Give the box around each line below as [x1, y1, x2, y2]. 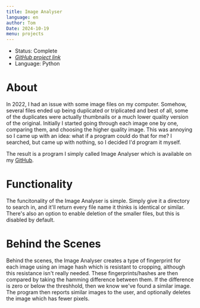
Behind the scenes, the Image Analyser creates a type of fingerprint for [6, 257, 181, 264]
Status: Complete [14, 47, 58, 54]
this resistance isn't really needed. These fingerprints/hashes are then [6, 269, 179, 276]
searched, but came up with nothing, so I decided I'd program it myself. [6, 138, 182, 146]
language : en [6, 14, 39, 20]
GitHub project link [14, 54, 61, 61]
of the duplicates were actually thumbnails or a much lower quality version [6, 113, 189, 121]
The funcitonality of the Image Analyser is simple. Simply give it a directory [6, 198, 190, 204]
